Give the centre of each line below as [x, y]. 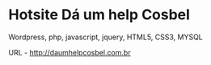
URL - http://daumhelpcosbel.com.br [70, 52]
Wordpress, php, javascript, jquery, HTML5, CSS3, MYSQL [106, 37]
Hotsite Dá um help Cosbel [99, 15]
